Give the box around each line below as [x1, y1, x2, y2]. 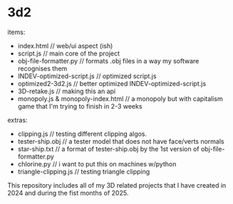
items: [7, 28, 26, 36]
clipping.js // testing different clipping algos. [17, 129, 147, 138]
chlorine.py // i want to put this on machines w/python [17, 159, 177, 168]
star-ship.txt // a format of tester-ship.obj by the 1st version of [17, 144, 200, 153]
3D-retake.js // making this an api [17, 87, 116, 95]
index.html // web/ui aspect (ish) [17, 41, 113, 50]
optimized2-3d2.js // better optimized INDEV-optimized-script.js [17, 79, 207, 87]
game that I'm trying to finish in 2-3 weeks [17, 102, 143, 110]
